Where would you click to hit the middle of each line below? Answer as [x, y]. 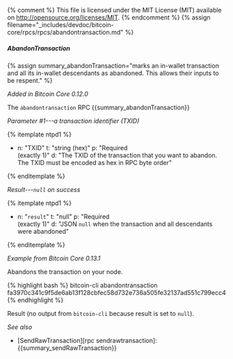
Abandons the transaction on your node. [65, 271]
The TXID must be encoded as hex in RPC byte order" [95, 162]
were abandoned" [43, 231]
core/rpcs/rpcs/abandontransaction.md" [65, 32]
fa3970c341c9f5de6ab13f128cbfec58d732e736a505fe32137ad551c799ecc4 [116, 292]
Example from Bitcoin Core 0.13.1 [54, 258]
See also [20, 327]
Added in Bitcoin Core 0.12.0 [48, 94]
